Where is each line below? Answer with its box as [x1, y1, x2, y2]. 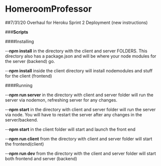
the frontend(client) [5, 141, 44, 147]
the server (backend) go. [5, 58, 55, 64]
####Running [5, 82, 33, 88]
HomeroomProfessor [5, 3, 92, 15]
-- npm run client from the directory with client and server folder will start [5, 136, 153, 142]
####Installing [5, 38, 34, 44]
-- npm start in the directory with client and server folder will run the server [5, 106, 156, 112]
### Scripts [5, 29, 28, 35]
